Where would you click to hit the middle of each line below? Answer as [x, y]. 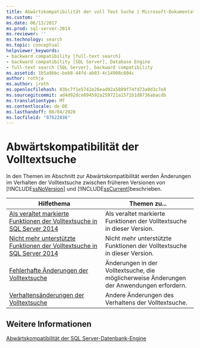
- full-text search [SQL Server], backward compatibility [79, 67]
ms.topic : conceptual [33, 45]
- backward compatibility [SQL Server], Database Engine [78, 62]
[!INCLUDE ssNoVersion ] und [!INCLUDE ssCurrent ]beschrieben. [84, 189]
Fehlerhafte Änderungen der [49, 271]
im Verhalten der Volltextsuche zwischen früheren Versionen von [86, 182]
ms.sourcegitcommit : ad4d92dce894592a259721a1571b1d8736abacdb [86, 95]
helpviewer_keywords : [33, 51]
